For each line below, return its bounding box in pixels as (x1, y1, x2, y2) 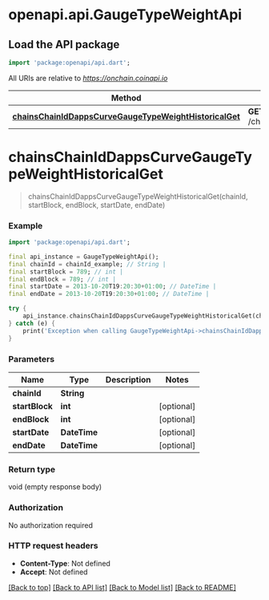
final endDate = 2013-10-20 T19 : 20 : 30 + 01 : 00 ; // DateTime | (8, 290, 210, 298)
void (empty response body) (8, 482, 102, 492)
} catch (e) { (8, 319, 56, 327)
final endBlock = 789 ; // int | (8, 275, 116, 283)
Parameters (8, 353, 54, 364)
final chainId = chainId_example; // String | (8, 260, 167, 268)
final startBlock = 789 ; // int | (8, 267, 124, 276)
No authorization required (8, 520, 94, 530)
